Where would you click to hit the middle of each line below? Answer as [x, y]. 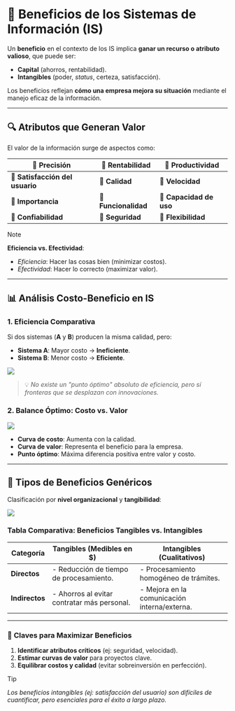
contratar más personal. [91, 603]
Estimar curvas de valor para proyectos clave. [85, 658]
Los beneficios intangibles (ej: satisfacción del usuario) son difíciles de [109, 693]
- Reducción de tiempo [90, 569]
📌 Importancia [35, 201]
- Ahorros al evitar [83, 593]
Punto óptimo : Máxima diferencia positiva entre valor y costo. [106, 453]
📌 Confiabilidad [37, 217]
